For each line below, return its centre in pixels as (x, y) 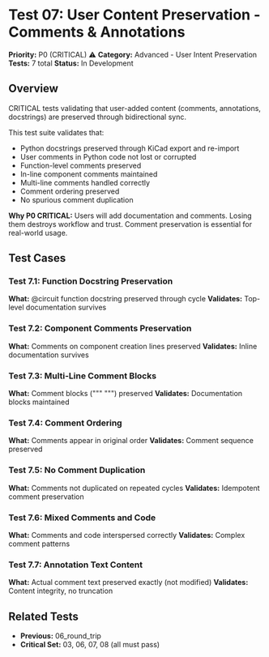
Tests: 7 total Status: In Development (71, 63)
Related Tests (44, 616)
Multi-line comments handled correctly (85, 182)
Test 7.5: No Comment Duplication (77, 470)
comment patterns (39, 544)
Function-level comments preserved (81, 165)
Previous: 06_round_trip (60, 636)
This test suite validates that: (56, 132)
